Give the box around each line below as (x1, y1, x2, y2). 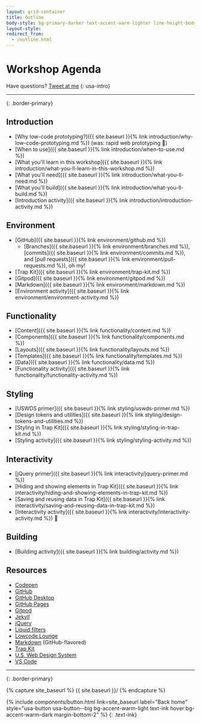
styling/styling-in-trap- (123, 424, 181, 431)
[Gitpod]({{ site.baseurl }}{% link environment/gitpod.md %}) (14, 274, 166, 282)
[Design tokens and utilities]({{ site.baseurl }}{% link (14, 411, 144, 419)
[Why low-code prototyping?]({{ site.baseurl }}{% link (14, 133, 148, 140)
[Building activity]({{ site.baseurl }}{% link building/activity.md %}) (14, 548, 179, 555)
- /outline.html (11, 37, 52, 43)
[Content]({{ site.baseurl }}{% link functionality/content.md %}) (14, 327, 171, 334)
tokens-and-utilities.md (14, 417, 73, 425)
